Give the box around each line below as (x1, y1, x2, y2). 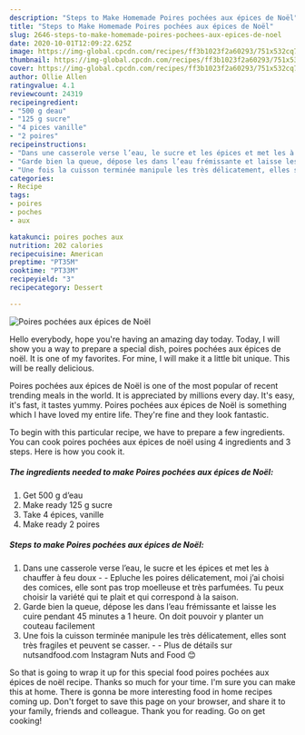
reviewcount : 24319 (9, 89, 84, 98)
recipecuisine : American (9, 249, 103, 259)
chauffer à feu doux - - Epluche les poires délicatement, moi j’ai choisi (22, 571, 284, 582)
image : (9, 47, 34, 56)
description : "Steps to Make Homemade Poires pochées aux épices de (9, 13, 274, 23)
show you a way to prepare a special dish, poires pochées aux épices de (9, 343, 281, 354)
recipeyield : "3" (9, 274, 75, 284)
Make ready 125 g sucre (22, 499, 113, 510)
